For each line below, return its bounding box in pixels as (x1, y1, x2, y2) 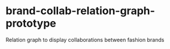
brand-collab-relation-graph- (5, 4, 155, 18)
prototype (5, 17, 56, 30)
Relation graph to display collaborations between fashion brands (5, 36, 165, 43)
